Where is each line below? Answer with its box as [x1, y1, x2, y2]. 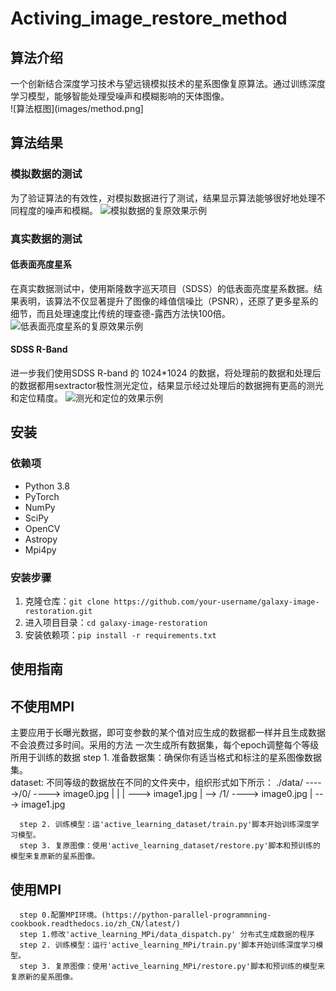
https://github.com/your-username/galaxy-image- [113, 597, 320, 607]
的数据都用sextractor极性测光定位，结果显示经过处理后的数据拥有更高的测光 [10, 380, 324, 392]
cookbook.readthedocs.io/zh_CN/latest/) [10, 919, 182, 929]
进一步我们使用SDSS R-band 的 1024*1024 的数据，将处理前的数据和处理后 [10, 367, 322, 379]
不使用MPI [10, 698, 75, 715]
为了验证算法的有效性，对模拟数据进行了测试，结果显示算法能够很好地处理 [10, 192, 317, 204]
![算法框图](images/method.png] [10, 103, 144, 114]
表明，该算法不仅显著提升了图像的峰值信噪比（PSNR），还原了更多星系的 [18, 295, 319, 307]
